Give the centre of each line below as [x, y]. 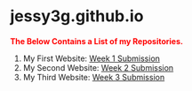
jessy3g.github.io [77, 16]
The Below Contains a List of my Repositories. [96, 41]
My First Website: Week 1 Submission [92, 58]
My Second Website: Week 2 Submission [98, 67]
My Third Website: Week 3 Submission [94, 77]
